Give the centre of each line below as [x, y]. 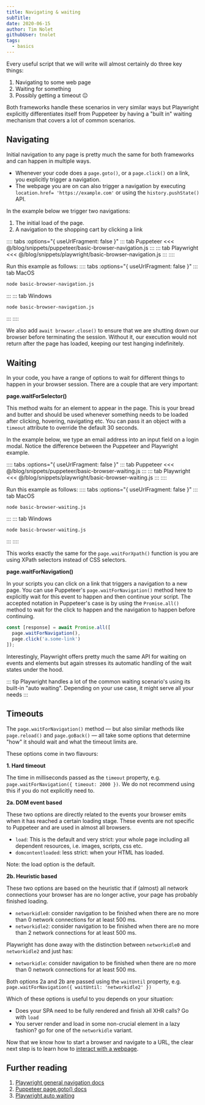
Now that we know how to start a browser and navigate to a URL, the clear [100, 1042]
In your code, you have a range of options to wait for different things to [95, 378]
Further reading [37, 1068]
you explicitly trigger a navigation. [58, 179]
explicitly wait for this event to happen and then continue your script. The [99, 597]
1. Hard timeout [26, 765]
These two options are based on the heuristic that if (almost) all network [97, 888]
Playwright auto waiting [45, 1096]
